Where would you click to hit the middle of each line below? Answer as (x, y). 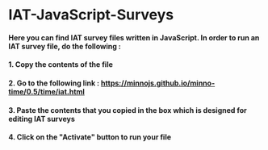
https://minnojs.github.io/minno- (158, 83)
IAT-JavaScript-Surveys (91, 15)
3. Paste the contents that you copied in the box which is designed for (128, 110)
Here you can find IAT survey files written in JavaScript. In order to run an (134, 37)
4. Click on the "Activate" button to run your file (90, 137)
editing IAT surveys (42, 119)
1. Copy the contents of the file (61, 65)
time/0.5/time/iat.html (46, 91)
